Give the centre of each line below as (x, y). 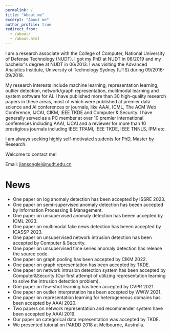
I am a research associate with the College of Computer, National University (85, 53)
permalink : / (19, 10)
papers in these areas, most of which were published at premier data (78, 101)
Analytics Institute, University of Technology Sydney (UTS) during (75, 69)
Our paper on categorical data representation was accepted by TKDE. (86, 319)
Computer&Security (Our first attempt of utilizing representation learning (89, 275)
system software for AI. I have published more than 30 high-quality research (86, 96)
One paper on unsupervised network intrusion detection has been (82, 237)
